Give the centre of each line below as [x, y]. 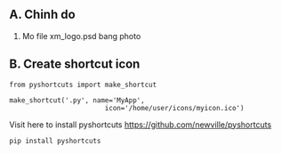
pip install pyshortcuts [55, 141]
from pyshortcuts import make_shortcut [83, 85]
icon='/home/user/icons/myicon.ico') [174, 108]
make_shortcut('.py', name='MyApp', [77, 100]
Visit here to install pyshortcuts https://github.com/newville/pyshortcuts [140, 125]
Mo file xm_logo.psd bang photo [81, 36]
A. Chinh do [42, 15]
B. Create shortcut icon [75, 65]
